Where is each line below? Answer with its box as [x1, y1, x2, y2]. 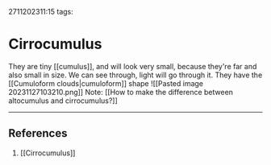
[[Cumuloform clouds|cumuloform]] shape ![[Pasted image [8, 78, 204, 88]
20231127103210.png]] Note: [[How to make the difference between [8, 87, 234, 97]
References [8, 126, 68, 140]
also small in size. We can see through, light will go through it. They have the [8, 70, 263, 80]
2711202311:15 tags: [8, 7, 74, 16]
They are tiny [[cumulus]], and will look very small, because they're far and [8, 61, 257, 71]
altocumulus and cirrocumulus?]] [8, 96, 119, 105]
